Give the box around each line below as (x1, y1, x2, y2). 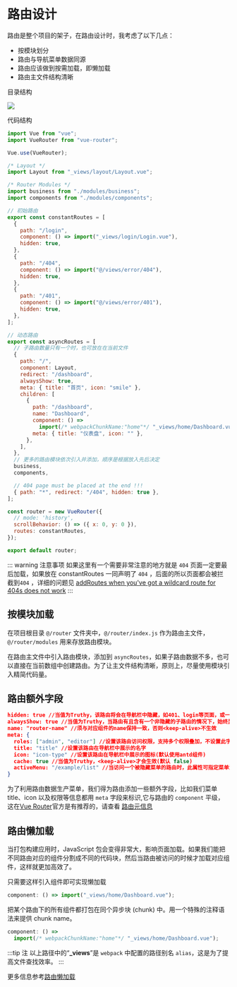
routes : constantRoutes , (13, 527, 87, 535)
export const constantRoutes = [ (7, 213, 106, 221)
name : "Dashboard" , (32, 410, 90, 417)
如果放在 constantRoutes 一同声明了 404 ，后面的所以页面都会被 (31, 569, 218, 578)
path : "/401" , (20, 292, 61, 300)
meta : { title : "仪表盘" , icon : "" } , (32, 430, 143, 437)
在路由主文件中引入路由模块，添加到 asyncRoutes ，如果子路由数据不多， (7, 652, 217, 661)
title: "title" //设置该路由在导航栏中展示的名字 (13, 744, 147, 752)
